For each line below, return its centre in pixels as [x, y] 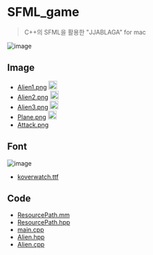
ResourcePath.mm [44, 215]
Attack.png [33, 125]
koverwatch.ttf [38, 177]
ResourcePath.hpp [44, 222]
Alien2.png [33, 97]
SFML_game [43, 12]
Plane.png [31, 117]
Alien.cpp [31, 245]
